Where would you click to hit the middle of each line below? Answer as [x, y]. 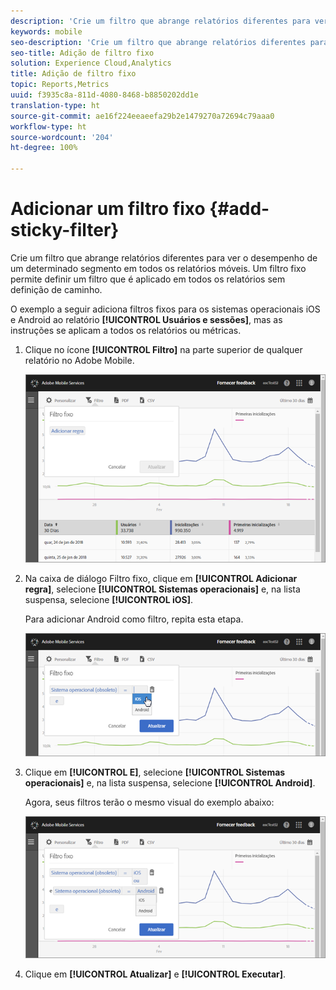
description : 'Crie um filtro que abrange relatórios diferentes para [160, 21]
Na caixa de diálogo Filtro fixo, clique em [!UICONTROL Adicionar [161, 579]
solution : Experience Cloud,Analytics [91, 63]
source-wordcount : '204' [62, 137]
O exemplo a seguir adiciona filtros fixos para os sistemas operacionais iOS [165, 309]
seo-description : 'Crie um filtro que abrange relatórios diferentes [158, 42]
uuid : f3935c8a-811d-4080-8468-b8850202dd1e [104, 95]
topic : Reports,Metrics [60, 85]
